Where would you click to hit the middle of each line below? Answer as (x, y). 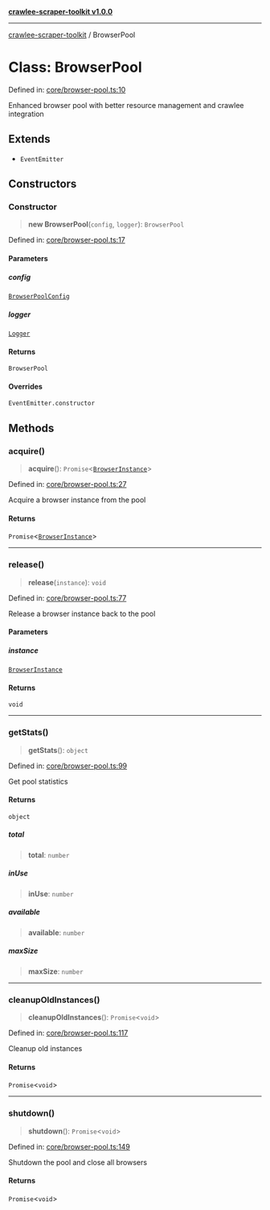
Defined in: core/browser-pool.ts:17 (67, 240)
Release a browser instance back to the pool (82, 613)
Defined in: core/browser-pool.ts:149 (70, 1146)
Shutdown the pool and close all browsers (78, 1162)
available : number (56, 932)
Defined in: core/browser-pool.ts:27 (67, 484)
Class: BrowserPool (75, 67)
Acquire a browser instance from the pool (77, 500)
